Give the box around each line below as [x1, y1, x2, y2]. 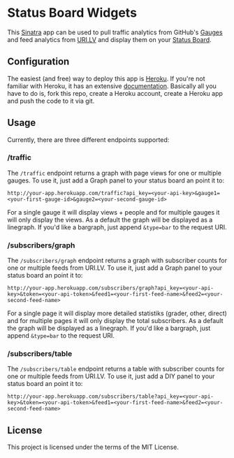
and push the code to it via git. [7, 96, 95, 105]
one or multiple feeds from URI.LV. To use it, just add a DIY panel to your [7, 372, 215, 380]
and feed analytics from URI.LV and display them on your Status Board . [7, 35, 212, 43]
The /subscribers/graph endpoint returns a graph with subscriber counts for [7, 257, 227, 265]
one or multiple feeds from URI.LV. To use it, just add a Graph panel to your [7, 264, 223, 272]
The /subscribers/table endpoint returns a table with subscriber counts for [7, 365, 225, 373]
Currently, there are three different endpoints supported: [7, 135, 170, 144]
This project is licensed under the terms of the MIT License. [7, 443, 180, 452]
